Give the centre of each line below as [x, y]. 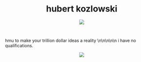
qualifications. [19, 45]
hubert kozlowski [82, 9]
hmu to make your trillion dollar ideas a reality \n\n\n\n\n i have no [70, 40]
